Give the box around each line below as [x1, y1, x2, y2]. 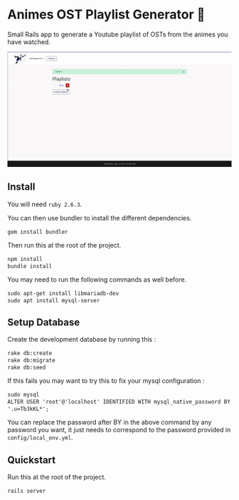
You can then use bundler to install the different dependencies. [7, 213, 192, 222]
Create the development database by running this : [7, 335, 156, 344]
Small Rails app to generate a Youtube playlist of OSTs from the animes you [7, 30, 228, 39]
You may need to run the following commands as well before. [7, 275, 187, 284]
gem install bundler [7, 228, 69, 235]
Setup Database [7, 317, 80, 329]
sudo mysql [7, 392, 40, 399]
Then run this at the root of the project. [7, 240, 122, 249]
